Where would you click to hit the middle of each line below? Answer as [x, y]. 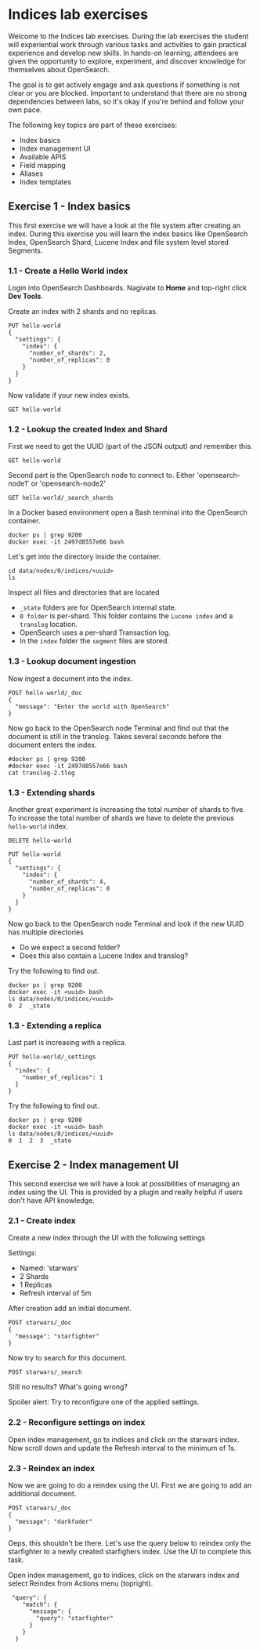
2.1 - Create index [42, 1220]
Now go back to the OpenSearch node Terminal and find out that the [119, 728]
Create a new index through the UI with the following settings [107, 1238]
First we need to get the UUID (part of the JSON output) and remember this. [130, 446]
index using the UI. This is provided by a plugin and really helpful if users [125, 1192]
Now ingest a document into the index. [70, 678]
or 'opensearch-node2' [69, 483]
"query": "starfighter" [75, 1618]
